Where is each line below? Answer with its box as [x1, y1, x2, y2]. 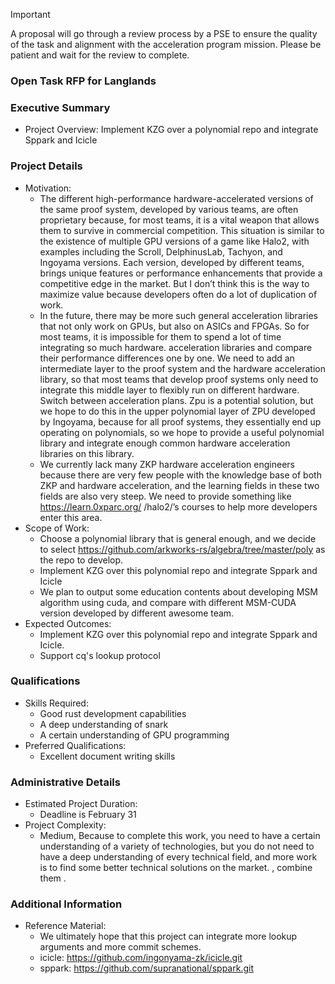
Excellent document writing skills [39, 750, 176, 762]
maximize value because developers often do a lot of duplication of [39, 288, 318, 300]
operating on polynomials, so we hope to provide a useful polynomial [39, 426, 325, 438]
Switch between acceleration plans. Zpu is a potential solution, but [39, 394, 314, 406]
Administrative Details [10, 775, 121, 789]
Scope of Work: [24, 522, 90, 534]
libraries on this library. [39, 447, 135, 459]
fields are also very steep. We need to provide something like [39, 490, 292, 502]
